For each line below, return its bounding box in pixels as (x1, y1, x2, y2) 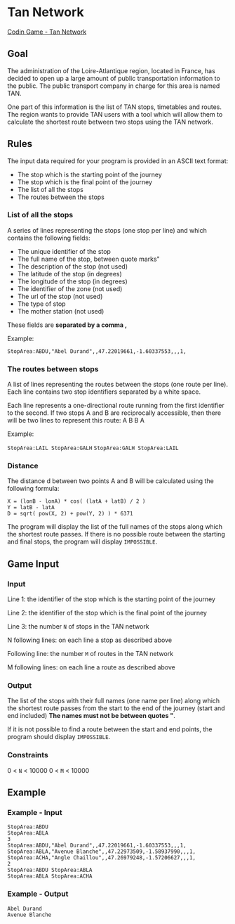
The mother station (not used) (17, 307, 105, 315)
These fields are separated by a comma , (7, 321, 128, 329)
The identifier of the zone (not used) (17, 284, 123, 293)
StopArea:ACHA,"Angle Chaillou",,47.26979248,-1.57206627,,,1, (7, 854, 196, 861)
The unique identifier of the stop (17, 247, 111, 255)
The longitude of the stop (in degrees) (17, 277, 128, 285)
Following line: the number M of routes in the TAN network (7, 650, 174, 658)
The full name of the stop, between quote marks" (17, 255, 160, 263)
